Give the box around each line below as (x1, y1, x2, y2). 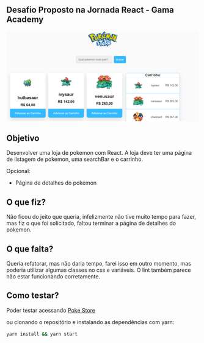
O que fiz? (6, 197, 46, 207)
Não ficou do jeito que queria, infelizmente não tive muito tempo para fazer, (6, 213, 197, 221)
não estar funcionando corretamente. (6, 272, 101, 280)
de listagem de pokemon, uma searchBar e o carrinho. (6, 155, 144, 163)
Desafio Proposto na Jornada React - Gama (6, 5, 174, 15)
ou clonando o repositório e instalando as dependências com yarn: (6, 318, 175, 325)
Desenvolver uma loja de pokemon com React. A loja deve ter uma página (6, 149, 192, 157)
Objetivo (6, 133, 40, 143)
